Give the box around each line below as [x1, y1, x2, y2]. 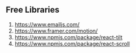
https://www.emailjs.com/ [14, 20, 80, 28]
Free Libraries [6, 5, 59, 15]
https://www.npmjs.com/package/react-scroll [14, 40, 130, 47]
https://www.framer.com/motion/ [14, 27, 98, 34]
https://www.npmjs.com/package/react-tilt [14, 33, 123, 41]
